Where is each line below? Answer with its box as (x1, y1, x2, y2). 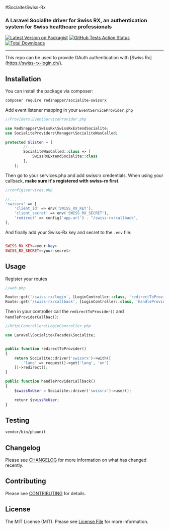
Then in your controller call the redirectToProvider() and (5, 308, 124, 315)
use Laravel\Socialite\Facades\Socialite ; (5, 333, 96, 338)
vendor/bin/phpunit (5, 429, 46, 434)
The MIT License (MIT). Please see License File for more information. (5, 518, 148, 524)
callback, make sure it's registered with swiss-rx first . (5, 178, 120, 184)
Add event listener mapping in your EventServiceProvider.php (5, 107, 133, 113)
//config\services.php (5, 187, 53, 193)
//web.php (5, 285, 26, 290)
